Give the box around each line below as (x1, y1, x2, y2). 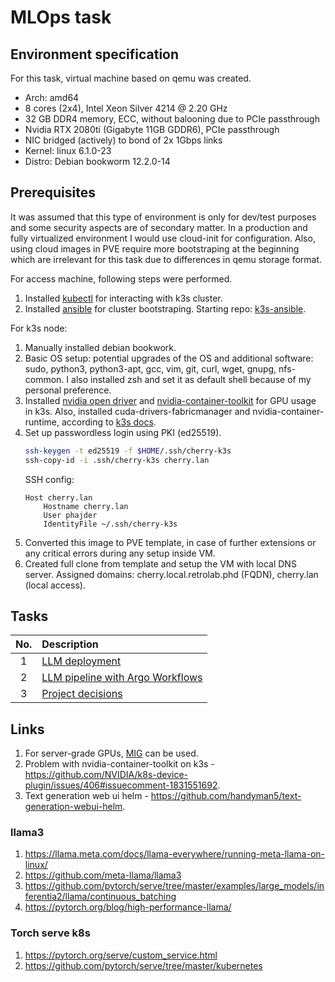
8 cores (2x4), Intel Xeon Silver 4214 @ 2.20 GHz (24, 102, 228, 114)
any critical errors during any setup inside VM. (24, 547, 216, 559)
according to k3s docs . (61, 416, 157, 428)
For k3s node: (10, 322, 68, 334)
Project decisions (41, 687, 123, 701)
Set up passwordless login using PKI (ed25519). (24, 426, 222, 438)
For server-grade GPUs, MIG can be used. (24, 747, 199, 760)
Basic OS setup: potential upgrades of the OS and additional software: (24, 352, 314, 364)
